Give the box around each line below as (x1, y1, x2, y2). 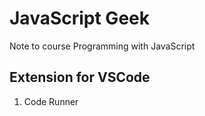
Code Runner (23, 95, 79, 107)
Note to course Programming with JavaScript (9, 40, 196, 52)
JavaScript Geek (9, 7, 150, 30)
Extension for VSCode (9, 69, 151, 86)
